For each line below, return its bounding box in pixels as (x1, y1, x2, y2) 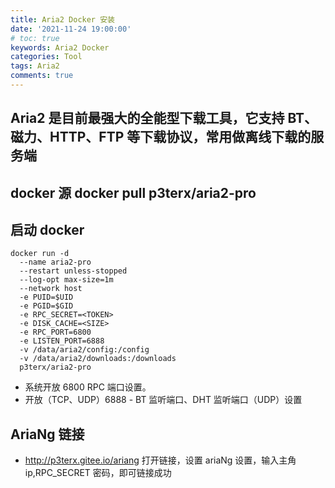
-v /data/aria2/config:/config (19, 345, 150, 355)
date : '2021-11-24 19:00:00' (10, 24, 132, 34)
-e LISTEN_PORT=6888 (19, 336, 105, 346)
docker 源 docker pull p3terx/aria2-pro (10, 184, 257, 201)
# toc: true (10, 33, 60, 43)
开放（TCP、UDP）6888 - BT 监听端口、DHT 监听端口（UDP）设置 (24, 394, 303, 406)
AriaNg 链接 (10, 426, 85, 443)
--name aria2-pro (19, 257, 92, 268)
